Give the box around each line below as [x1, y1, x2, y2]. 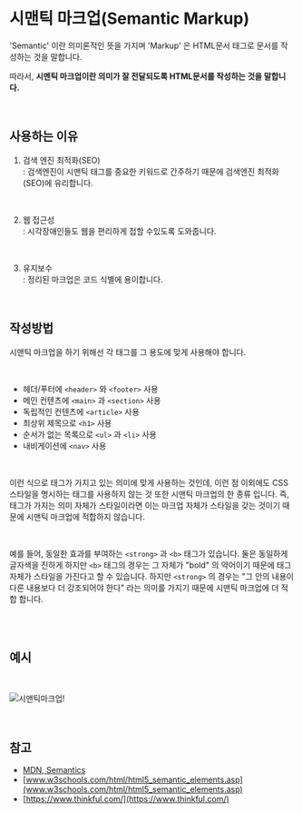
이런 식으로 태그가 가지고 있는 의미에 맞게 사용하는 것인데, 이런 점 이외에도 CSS [9, 477, 288, 488]
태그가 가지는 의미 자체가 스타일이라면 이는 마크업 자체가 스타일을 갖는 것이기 [9, 500, 281, 511]
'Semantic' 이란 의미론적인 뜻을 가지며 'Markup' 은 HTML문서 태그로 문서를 [9, 40, 279, 51]
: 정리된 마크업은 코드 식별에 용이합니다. [22, 273, 163, 284]
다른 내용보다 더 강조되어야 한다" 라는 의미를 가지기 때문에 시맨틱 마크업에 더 [9, 582, 279, 593]
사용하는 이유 [9, 129, 79, 144]
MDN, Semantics [22, 765, 86, 776]
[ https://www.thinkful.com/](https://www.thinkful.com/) [22, 794, 229, 805]
